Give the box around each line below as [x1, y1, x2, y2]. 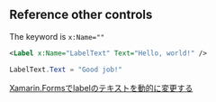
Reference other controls [9, 7, 153, 23]
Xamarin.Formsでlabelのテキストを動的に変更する [9, 82, 193, 93]
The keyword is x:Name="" [9, 31, 105, 42]
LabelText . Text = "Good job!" [9, 65, 123, 74]
